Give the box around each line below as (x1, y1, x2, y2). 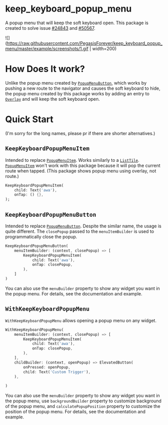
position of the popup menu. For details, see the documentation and (5, 409, 146, 415)
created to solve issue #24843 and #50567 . (5, 25, 95, 31)
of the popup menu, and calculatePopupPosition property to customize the (5, 403, 160, 409)
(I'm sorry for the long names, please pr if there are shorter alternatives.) (5, 130, 155, 136)
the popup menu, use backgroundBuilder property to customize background (5, 398, 162, 404)
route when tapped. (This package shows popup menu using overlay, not (5, 167, 156, 174)
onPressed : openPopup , (23, 365, 71, 370)
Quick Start (5, 114, 54, 125)
